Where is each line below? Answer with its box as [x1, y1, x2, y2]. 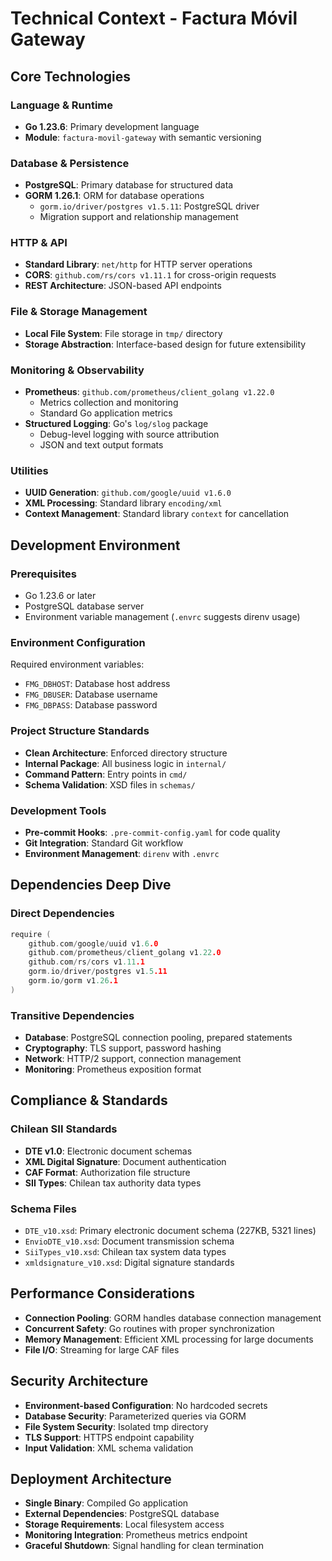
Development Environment [10, 537, 181, 554]
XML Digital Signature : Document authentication [24, 1155, 227, 1167]
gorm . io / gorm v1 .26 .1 [28, 976, 118, 986]
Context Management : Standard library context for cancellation [24, 508, 290, 520]
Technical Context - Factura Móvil [10, 7, 298, 30]
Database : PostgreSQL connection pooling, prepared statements [24, 1032, 293, 1044]
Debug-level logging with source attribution [39, 428, 220, 441]
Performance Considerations [10, 1285, 195, 1302]
